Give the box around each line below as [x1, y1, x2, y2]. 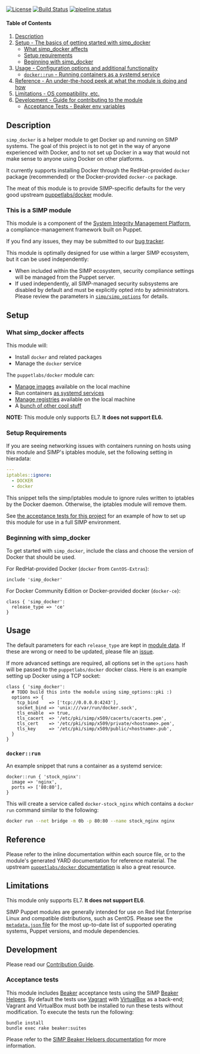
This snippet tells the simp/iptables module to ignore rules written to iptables [6, 494, 195, 501]
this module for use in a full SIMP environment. [6, 519, 121, 526]
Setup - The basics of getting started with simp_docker [14, 39, 151, 46]
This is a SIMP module [6, 206, 72, 214]
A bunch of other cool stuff [14, 402, 82, 409]
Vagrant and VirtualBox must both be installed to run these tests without [6, 1002, 183, 1009]
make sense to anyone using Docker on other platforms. [6, 155, 144, 162]
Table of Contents [6, 19, 52, 26]
